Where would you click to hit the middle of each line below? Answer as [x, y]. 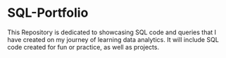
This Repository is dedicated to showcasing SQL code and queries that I [112, 32]
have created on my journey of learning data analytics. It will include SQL [113, 39]
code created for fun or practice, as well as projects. [83, 47]
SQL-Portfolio [48, 13]
